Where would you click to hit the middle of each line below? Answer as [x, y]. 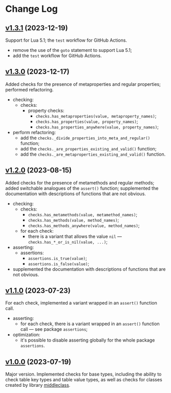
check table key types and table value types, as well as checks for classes [84, 380]
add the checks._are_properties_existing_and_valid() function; [88, 148]
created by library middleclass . [38, 385]
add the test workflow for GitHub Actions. [57, 55]
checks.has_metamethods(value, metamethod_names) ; [83, 214]
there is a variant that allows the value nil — [75, 236]
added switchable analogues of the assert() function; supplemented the [82, 188]
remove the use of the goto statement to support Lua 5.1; [72, 50]
